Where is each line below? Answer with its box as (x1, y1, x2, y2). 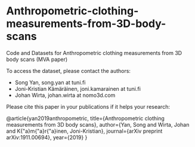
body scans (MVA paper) (6, 56, 68, 63)
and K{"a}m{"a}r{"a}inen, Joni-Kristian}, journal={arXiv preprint (6, 127, 163, 134)
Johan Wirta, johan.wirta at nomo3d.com (14, 91, 116, 99)
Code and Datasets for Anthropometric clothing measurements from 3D (6, 49, 182, 56)
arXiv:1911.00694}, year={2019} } (6, 133, 88, 141)
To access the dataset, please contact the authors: (6, 67, 131, 74)
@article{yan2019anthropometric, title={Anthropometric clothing (6, 115, 165, 122)
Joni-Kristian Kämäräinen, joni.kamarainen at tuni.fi (14, 85, 141, 92)
